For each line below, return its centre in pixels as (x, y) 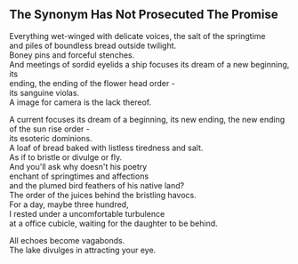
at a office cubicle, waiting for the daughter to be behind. (113, 223)
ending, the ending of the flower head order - (92, 83)
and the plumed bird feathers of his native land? (97, 185)
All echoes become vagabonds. (67, 240)
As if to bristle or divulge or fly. (66, 157)
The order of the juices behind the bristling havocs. (103, 195)
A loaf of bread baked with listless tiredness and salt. (106, 148)
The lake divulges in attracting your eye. (83, 250)
